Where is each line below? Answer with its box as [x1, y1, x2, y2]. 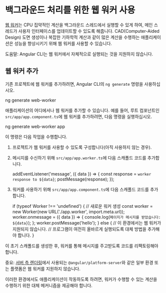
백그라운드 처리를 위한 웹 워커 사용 [5, 4, 135, 16]
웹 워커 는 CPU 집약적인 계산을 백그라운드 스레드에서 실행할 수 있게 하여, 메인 [5, 22, 153, 28]
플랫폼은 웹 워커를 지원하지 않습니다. [10, 266, 81, 272]
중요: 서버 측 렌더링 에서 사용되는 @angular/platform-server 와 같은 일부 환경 [5, 259, 154, 265]
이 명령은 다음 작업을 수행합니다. [5, 133, 68, 139]
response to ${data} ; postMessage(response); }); [12, 176, 115, 182]
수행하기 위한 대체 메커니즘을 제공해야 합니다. [5, 282, 93, 288]
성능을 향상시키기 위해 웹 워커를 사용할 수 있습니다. [14, 40, 112, 46]
